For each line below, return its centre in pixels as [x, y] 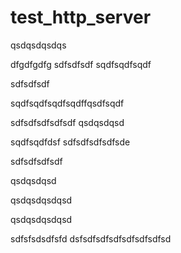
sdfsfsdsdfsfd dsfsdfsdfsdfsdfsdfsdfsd [91, 238]
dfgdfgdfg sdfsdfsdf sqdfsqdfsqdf [81, 64]
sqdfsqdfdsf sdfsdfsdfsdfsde [70, 142]
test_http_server [81, 17]
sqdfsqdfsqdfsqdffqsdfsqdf [67, 103]
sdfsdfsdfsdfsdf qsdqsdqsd [67, 122]
